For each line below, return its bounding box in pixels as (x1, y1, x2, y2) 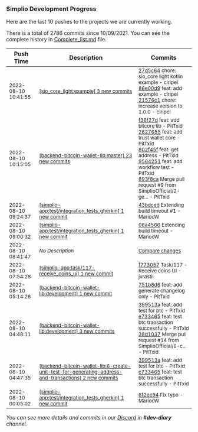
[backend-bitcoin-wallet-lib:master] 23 (39, 152, 133, 159)
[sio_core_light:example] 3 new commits (39, 88, 133, 95)
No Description (39, 248, 74, 254)
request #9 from (138, 182, 176, 189)
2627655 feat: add (138, 129, 183, 135)
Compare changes (138, 248, 181, 254)
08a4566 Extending (138, 222, 185, 229)
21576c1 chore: (138, 97, 177, 103)
